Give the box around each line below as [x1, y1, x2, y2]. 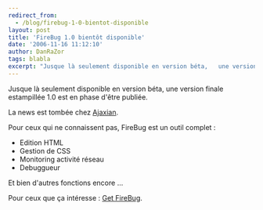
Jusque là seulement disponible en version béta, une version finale [8, 84, 224, 93]
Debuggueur [19, 162, 61, 172]
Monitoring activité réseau [19, 154, 104, 164]
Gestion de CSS [19, 146, 71, 155]
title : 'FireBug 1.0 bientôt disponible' [8, 33, 146, 42]
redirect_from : [8, 11, 58, 20]
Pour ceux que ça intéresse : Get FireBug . [8, 193, 143, 202]
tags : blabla [8, 56, 51, 63]
